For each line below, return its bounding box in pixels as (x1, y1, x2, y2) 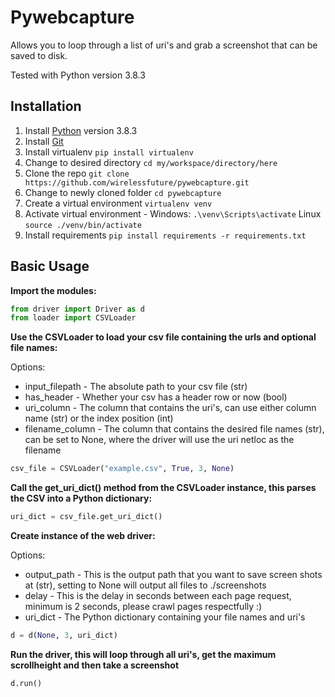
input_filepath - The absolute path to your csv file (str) (24, 381, 248, 393)
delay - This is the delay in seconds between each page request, (24, 590, 292, 602)
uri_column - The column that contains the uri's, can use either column (24, 402, 317, 414)
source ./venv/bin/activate (24, 220, 142, 230)
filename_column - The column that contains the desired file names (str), (24, 423, 325, 435)
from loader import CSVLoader (10, 313, 137, 323)
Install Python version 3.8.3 (24, 124, 138, 136)
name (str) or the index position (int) (24, 412, 174, 425)
